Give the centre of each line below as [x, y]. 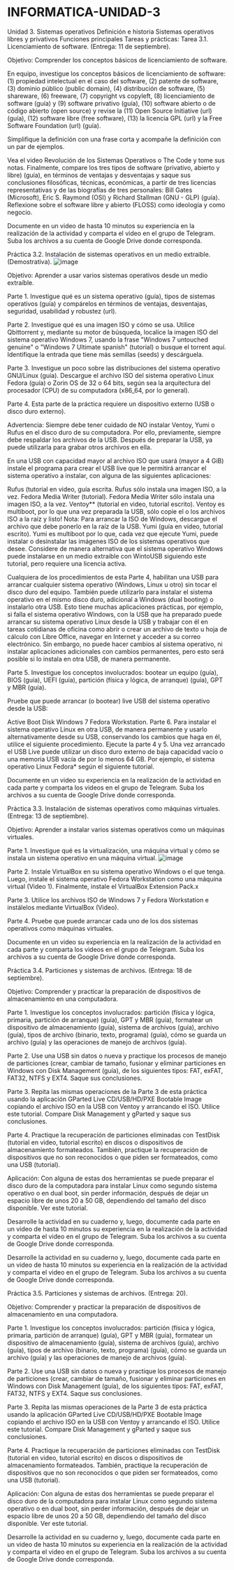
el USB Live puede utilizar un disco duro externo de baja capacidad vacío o [115, 751]
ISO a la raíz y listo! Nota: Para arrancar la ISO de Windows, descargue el [112, 519]
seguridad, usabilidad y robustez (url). [62, 311]
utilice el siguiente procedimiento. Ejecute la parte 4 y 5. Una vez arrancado [116, 744]
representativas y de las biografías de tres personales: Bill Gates [100, 190]
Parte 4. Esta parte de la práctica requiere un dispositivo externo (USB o [111, 404]
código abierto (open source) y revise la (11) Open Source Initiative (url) [110, 111]
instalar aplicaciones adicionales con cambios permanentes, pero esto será [116, 651]
